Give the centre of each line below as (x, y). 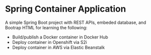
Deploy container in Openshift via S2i (49, 42)
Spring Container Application (65, 9)
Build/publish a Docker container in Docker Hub (60, 37)
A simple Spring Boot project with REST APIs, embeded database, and (76, 22)
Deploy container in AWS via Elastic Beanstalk (58, 47)
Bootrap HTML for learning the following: (46, 27)
